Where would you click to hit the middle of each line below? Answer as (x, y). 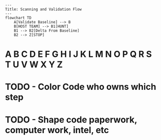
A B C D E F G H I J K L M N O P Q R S (79, 54)
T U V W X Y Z (34, 65)
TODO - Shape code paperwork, (71, 120)
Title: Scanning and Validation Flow (43, 9)
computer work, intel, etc (57, 130)
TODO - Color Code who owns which (81, 87)
